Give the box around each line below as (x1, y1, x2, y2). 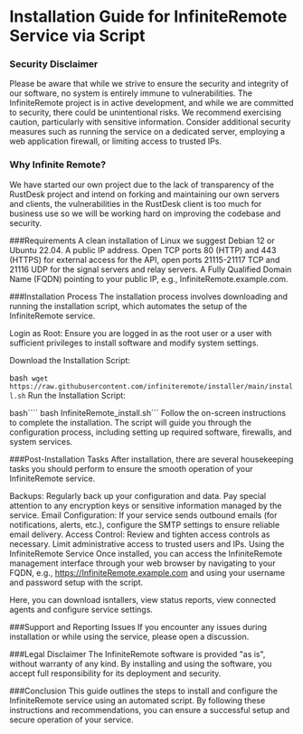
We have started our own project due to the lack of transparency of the (9, 179, 274, 190)
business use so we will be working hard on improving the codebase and (9, 208, 281, 219)
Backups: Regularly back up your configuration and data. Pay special (9, 490, 267, 501)
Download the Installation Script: (9, 354, 131, 365)
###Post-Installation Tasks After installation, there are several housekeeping (9, 454, 294, 465)
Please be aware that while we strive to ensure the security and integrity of (9, 79, 289, 89)
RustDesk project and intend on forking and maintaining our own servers (9, 188, 280, 200)
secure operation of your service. (9, 714, 134, 725)
